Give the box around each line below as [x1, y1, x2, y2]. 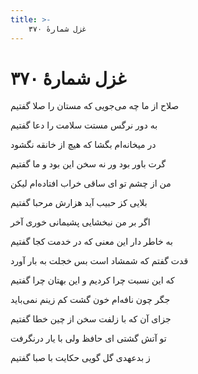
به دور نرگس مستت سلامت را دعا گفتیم [10, 119, 158, 131]
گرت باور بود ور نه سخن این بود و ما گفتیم [10, 158, 167, 170]
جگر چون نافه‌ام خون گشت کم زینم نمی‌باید [10, 294, 171, 306]
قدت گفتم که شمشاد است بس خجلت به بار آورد [10, 255, 189, 267]
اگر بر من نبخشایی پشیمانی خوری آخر [10, 216, 151, 228]
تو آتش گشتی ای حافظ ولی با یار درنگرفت [10, 332, 167, 345]
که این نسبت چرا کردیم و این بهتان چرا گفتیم [10, 274, 175, 286]
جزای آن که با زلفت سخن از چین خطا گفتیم [10, 313, 172, 325]
